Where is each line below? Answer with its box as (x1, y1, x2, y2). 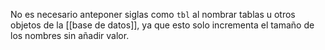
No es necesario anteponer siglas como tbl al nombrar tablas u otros (10, 9, 296, 20)
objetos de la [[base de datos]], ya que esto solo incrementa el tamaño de (10, 19, 315, 31)
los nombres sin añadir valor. (10, 30, 130, 41)
